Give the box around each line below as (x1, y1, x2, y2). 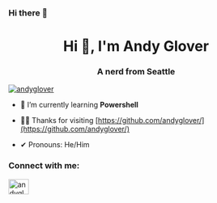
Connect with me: (8, 160, 80, 171)
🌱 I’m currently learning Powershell (19, 100, 139, 110)
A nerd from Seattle (96, 66, 176, 78)
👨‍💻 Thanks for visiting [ (19, 116, 99, 125)
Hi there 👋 (8, 7, 49, 19)
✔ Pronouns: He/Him (19, 140, 91, 150)
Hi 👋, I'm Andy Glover (63, 37, 209, 56)
